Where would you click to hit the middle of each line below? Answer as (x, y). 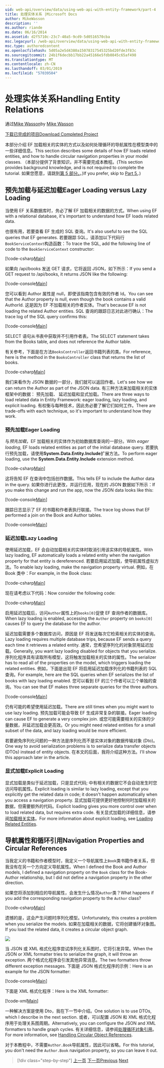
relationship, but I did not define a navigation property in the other (86, 877)
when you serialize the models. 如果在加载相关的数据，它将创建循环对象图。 (82, 924)
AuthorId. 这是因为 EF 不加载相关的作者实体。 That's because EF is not (76, 305)
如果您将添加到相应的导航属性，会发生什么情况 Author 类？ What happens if (80, 893)
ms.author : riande (24, 28)
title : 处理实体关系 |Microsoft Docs (41, 14)
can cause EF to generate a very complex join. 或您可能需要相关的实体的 (78, 719)
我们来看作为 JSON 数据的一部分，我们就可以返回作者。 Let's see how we (79, 382)
